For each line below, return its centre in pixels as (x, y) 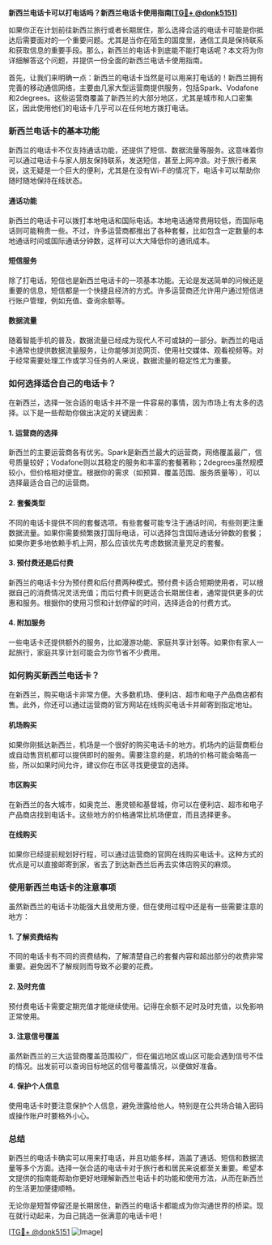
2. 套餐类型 (27, 503)
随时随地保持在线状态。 (47, 181)
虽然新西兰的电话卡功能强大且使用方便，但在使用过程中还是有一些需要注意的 (136, 907)
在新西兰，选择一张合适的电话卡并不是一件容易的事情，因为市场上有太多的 (132, 403)
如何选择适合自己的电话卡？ (62, 383)
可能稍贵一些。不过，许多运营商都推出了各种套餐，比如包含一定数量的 (139, 230)
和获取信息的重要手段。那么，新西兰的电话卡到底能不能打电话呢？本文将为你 (136, 50)
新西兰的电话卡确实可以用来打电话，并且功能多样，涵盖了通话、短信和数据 (132, 1158)
